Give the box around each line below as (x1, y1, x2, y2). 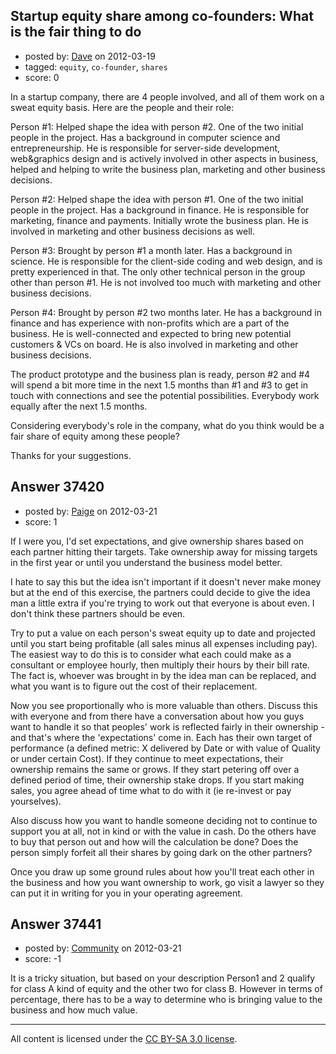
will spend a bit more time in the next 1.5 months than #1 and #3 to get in (10, 379, 309, 391)
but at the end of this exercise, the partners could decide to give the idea (10, 586, 311, 598)
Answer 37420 (10, 479, 105, 496)
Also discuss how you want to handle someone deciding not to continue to (10, 814, 318, 826)
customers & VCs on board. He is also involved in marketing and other (10, 338, 299, 350)
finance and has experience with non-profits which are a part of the (10, 317, 290, 329)
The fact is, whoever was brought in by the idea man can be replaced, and (10, 669, 317, 681)
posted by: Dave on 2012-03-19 (24, 50, 156, 62)
